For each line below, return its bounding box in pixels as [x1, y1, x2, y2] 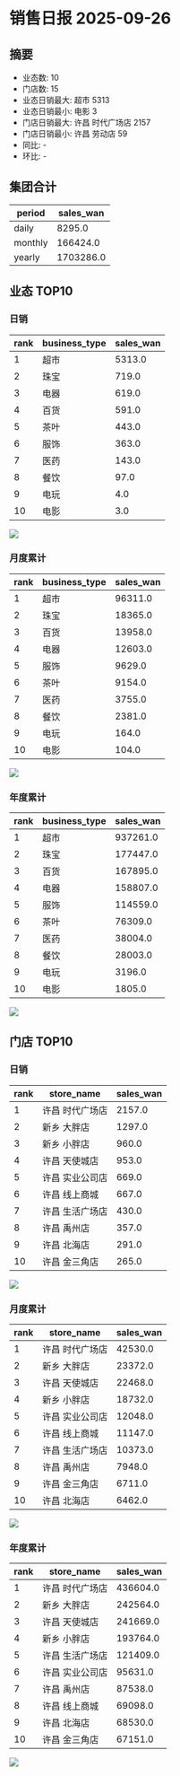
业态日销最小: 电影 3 [21, 106, 98, 117]
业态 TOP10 [9, 284, 73, 299]
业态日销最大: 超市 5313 [21, 95, 110, 105]
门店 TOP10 [9, 1034, 73, 1050]
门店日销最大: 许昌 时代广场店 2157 [21, 118, 151, 127]
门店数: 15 [21, 83, 59, 94]
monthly [13, 236, 48, 249]
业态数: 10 [21, 73, 60, 83]
